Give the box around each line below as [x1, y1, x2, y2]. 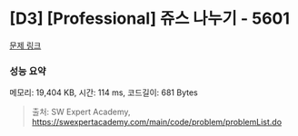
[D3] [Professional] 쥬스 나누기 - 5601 [9, 8, 291, 29]
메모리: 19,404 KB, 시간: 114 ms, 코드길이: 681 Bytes [9, 87, 198, 98]
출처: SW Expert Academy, [31, 106, 131, 118]
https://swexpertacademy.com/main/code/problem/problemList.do [31, 117, 283, 128]
